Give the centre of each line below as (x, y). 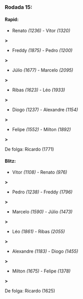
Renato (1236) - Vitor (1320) (41, 31)
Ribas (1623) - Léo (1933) (38, 90)
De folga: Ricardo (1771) (29, 149)
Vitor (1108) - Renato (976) (40, 172)
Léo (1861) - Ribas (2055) (38, 232)
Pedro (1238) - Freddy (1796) (42, 192)
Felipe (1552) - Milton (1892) (41, 130)
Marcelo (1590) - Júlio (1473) (42, 212)
